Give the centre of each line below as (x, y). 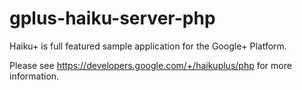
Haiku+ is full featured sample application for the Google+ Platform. (148, 46)
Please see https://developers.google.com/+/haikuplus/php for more (150, 65)
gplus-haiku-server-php (112, 18)
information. (34, 76)
